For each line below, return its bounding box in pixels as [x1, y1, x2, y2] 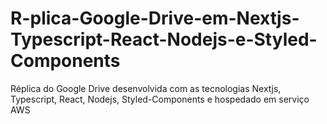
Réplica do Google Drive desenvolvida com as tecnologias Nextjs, [10, 82, 282, 94]
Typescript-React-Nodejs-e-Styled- [10, 28, 318, 51]
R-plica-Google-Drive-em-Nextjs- [10, 7, 300, 30]
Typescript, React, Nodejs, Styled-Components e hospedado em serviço [10, 93, 310, 105]
